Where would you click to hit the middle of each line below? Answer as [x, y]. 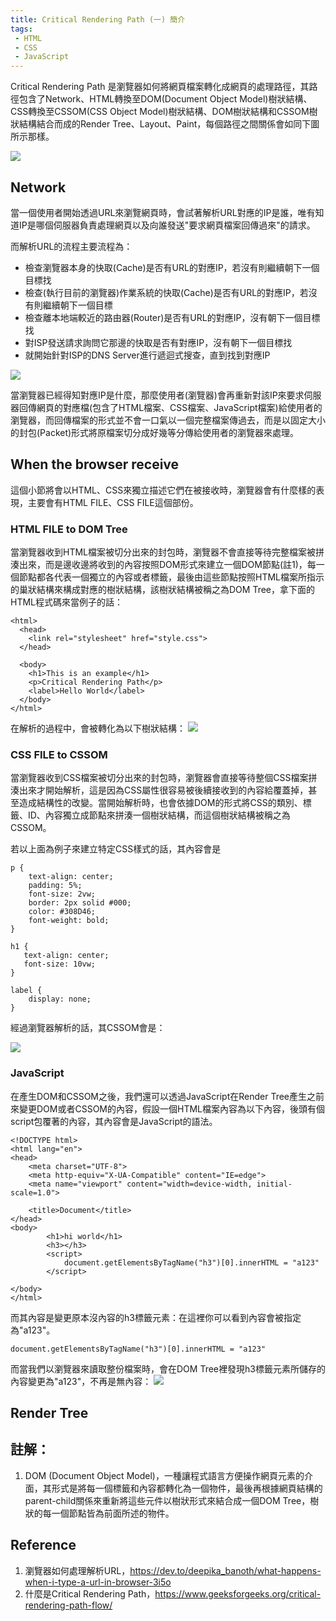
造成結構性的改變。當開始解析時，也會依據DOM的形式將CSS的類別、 [160, 803]
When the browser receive [95, 464]
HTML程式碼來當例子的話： [67, 602]
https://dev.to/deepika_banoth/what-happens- [225, 1570]
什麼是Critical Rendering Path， [90, 1593]
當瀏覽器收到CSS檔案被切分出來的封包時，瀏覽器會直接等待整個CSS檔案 [159, 778]
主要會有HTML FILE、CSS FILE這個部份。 [113, 502]
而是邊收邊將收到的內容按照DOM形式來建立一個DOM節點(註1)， [176, 565]
